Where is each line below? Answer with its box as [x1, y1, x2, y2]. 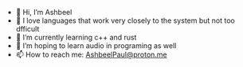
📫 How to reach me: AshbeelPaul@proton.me [15, 50, 167, 59]
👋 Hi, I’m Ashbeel [15, 8, 73, 17]
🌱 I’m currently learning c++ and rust [15, 32, 137, 42]
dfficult [15, 24, 40, 33]
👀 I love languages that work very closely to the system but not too [15, 16, 235, 25]
